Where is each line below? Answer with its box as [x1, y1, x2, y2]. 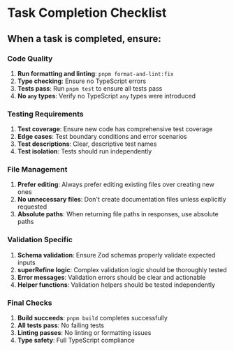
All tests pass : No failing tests [17, 321, 105, 329]
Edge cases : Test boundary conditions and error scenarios [17, 133, 187, 141]
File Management [7, 165, 68, 174]
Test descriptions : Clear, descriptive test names [17, 140, 157, 148]
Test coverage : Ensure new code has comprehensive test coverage [17, 125, 213, 133]
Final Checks [7, 298, 52, 308]
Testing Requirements [7, 109, 84, 119]
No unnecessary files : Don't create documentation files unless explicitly [17, 195, 227, 204]
